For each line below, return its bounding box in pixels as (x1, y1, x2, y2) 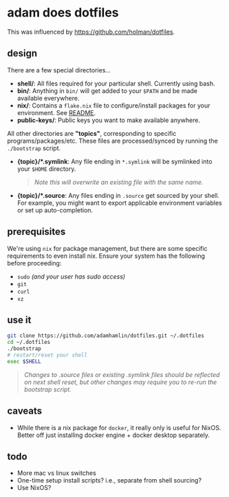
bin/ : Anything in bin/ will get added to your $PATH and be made (17, 86, 198, 94)
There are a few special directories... (7, 65, 111, 74)
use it (7, 314, 32, 325)
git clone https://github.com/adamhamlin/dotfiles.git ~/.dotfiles (7, 332, 205, 339)
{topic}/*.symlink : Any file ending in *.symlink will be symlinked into (17, 157, 212, 165)
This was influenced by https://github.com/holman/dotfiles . (7, 28, 175, 36)
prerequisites (7, 226, 66, 238)
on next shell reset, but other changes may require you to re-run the (23, 378, 217, 386)
